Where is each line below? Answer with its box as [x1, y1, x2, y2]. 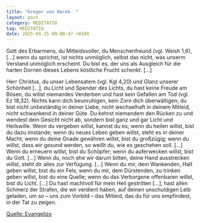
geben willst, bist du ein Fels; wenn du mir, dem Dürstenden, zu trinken [6, 167, 181, 174]
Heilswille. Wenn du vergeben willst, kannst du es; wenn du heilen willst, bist [6, 123, 195, 130]
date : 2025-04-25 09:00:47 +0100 [6, 31, 90, 37]
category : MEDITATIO [6, 20, 58, 26]
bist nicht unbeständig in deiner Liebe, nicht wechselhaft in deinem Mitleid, [6, 103, 190, 111]
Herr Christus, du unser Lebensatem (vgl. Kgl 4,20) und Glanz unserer [6, 78, 179, 85]
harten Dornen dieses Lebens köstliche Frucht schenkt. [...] [6, 66, 152, 74]
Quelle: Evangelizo [6, 210, 52, 218]
